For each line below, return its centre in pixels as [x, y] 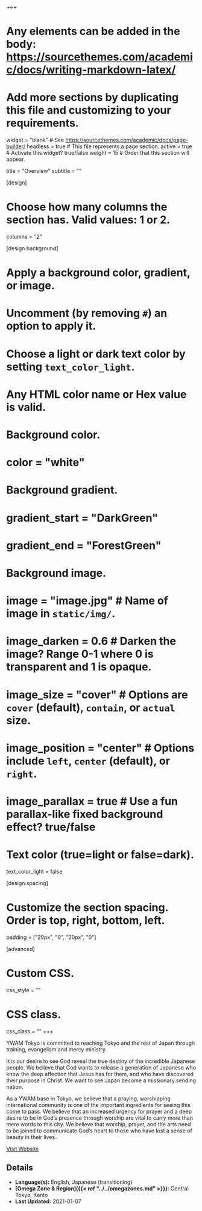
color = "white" [46, 463]
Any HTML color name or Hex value [96, 394]
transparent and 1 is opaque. [79, 667]
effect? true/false [51, 827]
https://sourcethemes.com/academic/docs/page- [127, 140]
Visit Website [23, 1149]
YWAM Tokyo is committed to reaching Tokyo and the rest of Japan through [101, 1043]
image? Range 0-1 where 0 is [80, 654]
